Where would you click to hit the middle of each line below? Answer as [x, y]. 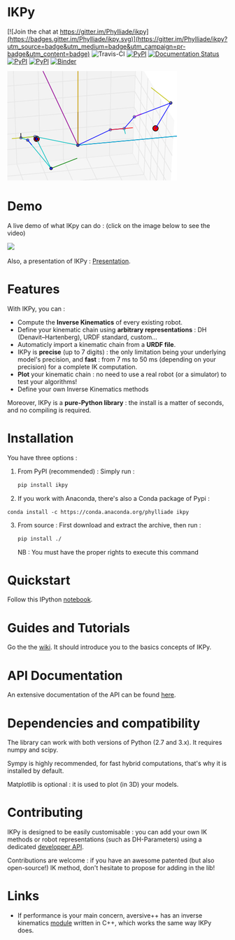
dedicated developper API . [45, 847]
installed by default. [36, 771]
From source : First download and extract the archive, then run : [109, 525]
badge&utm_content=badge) [49, 54]
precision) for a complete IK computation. [77, 366]
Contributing [45, 813]
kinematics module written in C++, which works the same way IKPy [114, 923]
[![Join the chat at [33, 31]
